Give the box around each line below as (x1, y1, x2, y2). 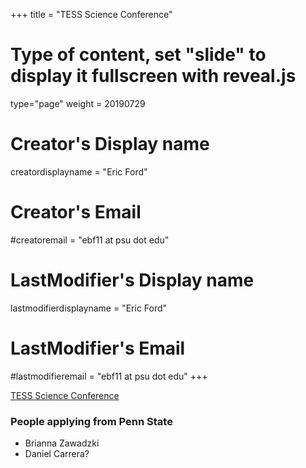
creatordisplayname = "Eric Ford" (10, 165, 148, 178)
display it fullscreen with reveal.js (10, 65, 297, 88)
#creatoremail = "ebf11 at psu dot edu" (10, 234, 170, 246)
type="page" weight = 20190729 (10, 97, 146, 109)
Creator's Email (10, 201, 142, 224)
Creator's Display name (10, 133, 210, 156)
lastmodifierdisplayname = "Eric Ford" (10, 302, 168, 314)
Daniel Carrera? (24, 447, 90, 459)
